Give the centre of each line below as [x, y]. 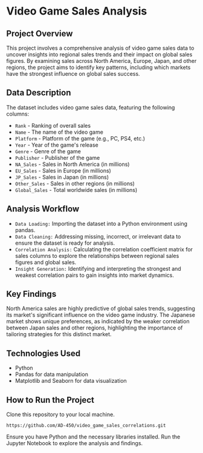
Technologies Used [43, 353]
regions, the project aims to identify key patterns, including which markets [98, 67]
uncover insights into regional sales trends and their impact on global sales [99, 55]
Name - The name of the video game [59, 132]
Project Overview [40, 34]
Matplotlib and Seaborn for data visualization [71, 381]
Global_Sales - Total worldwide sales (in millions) [76, 190]
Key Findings [31, 294]
